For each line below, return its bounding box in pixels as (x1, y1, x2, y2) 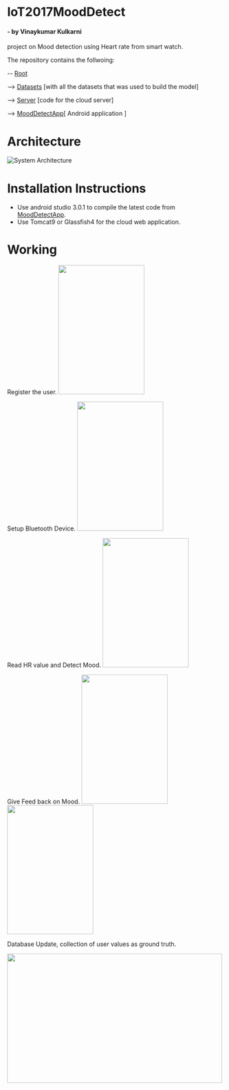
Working (7, 242, 57, 258)
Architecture (7, 134, 81, 149)
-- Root (7, 70, 28, 78)
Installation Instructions (7, 181, 146, 196)
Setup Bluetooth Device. (7, 524, 76, 533)
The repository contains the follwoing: (7, 56, 115, 64)
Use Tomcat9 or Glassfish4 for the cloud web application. (17, 218, 181, 226)
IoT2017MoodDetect (7, 4, 126, 20)
